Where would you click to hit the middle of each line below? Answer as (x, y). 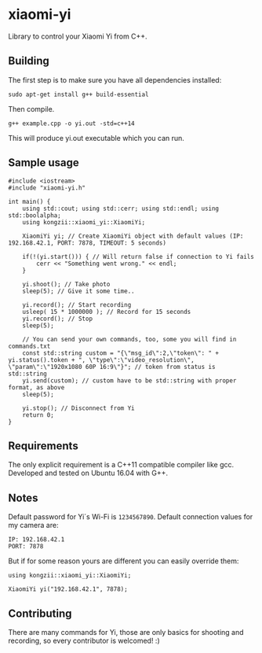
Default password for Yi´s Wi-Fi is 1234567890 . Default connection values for (131, 517)
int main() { (29, 201)
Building (29, 61)
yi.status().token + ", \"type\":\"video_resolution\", (101, 360)
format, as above (36, 387)
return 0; (38, 415)
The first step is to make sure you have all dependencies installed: (115, 79)
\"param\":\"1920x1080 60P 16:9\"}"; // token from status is (112, 367)
